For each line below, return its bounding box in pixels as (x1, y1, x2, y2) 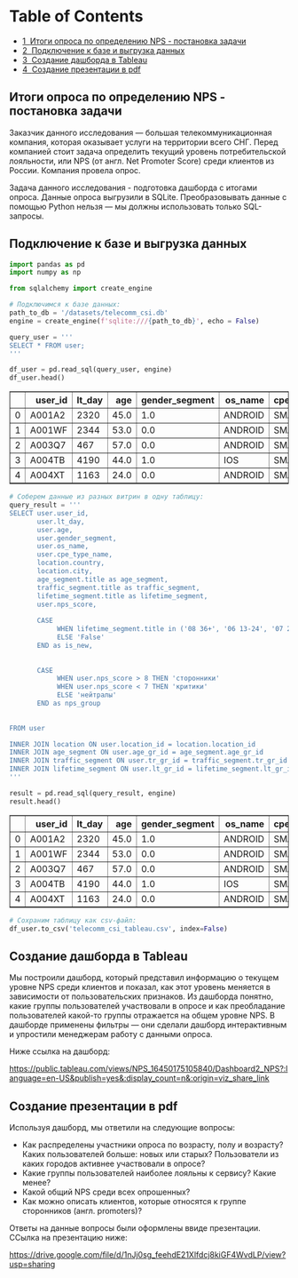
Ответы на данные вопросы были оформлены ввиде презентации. (9, 1223, 262, 1234)
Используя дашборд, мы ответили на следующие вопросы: (9, 1122, 236, 1133)
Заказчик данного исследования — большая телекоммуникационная (9, 127, 272, 138)
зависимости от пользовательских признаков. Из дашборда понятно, (9, 991, 274, 1002)
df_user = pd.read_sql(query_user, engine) (9, 365, 173, 374)
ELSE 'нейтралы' (56, 691, 117, 699)
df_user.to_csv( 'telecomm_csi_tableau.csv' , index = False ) (9, 924, 228, 933)
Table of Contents (9, 6, 144, 27)
